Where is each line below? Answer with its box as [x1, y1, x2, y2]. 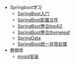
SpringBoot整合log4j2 [17, 23, 62, 29]
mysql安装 [17, 53, 39, 59]
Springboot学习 [9, 4, 42, 10]
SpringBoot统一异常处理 [17, 41, 67, 46]
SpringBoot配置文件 [17, 17, 58, 22]
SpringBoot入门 [17, 10, 50, 16]
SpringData [17, 35, 41, 41]
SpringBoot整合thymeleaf [17, 29, 70, 35]
